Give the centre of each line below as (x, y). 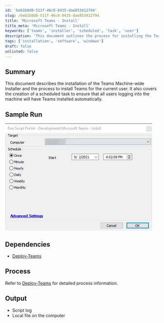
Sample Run (24, 114)
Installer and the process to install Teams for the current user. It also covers (81, 89)
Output (16, 298)
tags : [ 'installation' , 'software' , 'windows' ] (54, 41)
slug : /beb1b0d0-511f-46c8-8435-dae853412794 (52, 15)
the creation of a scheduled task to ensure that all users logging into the (77, 94)
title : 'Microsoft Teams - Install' (42, 20)
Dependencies (28, 244)
